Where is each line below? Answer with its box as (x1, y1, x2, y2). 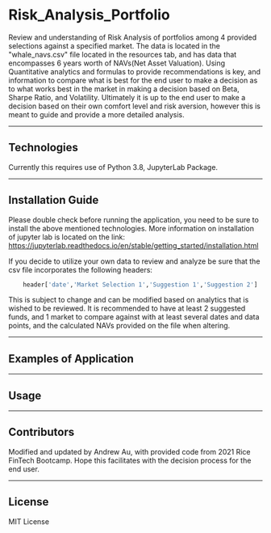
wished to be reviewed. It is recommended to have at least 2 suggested (8, 303, 246, 313)
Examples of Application (8, 352, 135, 366)
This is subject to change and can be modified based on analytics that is (8, 295, 249, 305)
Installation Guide (8, 193, 99, 207)
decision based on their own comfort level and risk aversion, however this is (8, 101, 261, 111)
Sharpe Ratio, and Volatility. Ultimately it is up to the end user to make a (8, 92, 246, 102)
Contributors (8, 425, 75, 439)
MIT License (8, 516, 50, 527)
